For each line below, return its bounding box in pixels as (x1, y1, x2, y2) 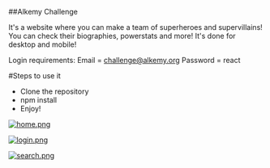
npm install (19, 95, 58, 104)
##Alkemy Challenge (8, 7, 79, 16)
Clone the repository (19, 86, 89, 96)
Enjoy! (19, 104, 41, 113)
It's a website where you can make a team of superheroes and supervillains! (8, 23, 264, 31)
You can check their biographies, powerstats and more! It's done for (8, 31, 237, 40)
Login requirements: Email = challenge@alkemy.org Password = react (8, 56, 241, 65)
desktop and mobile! (8, 40, 77, 49)
